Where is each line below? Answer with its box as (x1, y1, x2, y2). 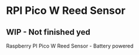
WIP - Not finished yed (6, 27, 91, 37)
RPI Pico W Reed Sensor (6, 4, 126, 17)
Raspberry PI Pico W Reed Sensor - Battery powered (6, 42, 134, 49)
